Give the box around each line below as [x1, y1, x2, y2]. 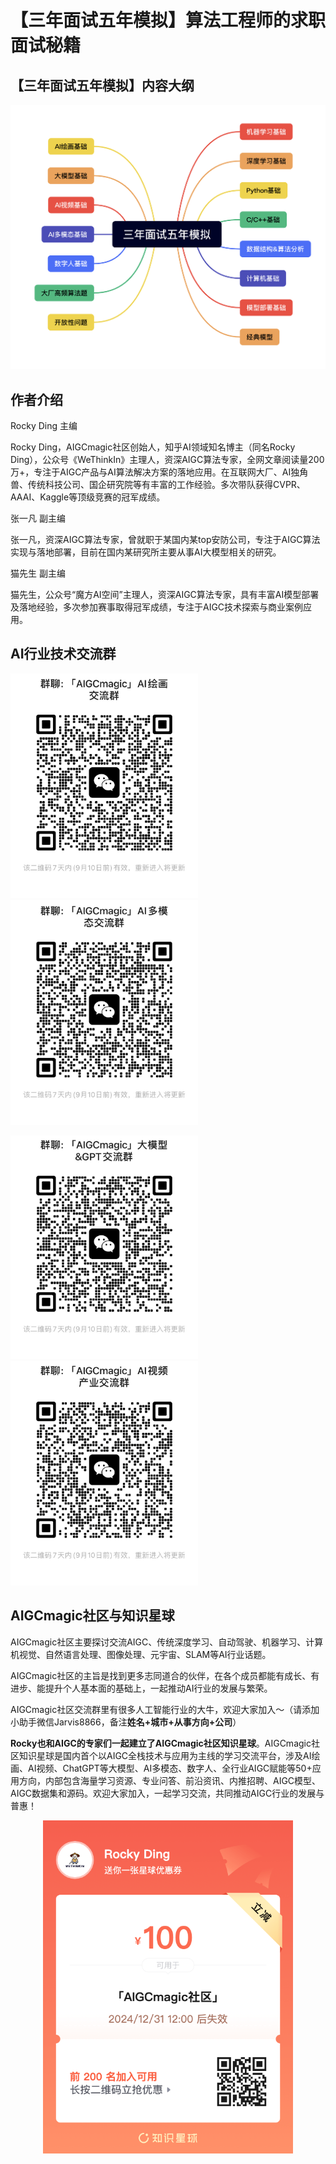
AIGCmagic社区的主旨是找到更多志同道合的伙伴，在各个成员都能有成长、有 [10, 1669, 320, 1681]
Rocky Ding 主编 [10, 420, 78, 431]
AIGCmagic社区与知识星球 [10, 1607, 175, 1625]
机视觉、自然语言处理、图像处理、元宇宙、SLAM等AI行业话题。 [10, 1648, 272, 1660]
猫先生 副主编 [10, 567, 66, 579]
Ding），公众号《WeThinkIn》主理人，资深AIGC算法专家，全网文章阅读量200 [10, 454, 325, 465]
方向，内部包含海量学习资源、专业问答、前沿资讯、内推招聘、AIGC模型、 [18, 1774, 322, 1786]
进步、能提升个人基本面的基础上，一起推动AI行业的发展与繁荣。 [10, 1682, 273, 1694]
